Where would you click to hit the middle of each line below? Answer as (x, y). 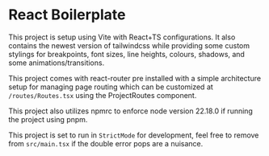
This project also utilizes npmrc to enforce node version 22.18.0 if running (130, 111)
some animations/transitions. (57, 63)
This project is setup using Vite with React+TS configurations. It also (122, 37)
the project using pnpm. (48, 119)
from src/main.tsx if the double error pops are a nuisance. (106, 143)
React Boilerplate (67, 15)
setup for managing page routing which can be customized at (111, 87)
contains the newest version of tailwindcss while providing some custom (129, 45)
